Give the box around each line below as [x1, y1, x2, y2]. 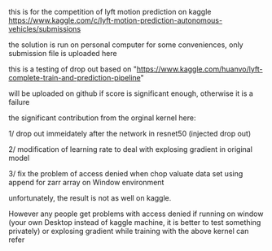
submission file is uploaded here [8, 49, 117, 58]
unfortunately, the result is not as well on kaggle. [8, 193, 172, 202]
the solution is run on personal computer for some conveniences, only [8, 40, 243, 50]
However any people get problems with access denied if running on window [8, 209, 264, 219]
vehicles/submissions [8, 24, 81, 33]
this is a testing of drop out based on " [8, 64, 137, 74]
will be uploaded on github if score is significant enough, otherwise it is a [8, 89, 254, 98]
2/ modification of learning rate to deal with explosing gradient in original [8, 145, 252, 154]
